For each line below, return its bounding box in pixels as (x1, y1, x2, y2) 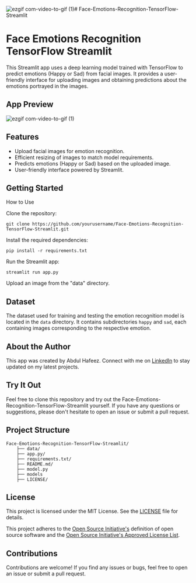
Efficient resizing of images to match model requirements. (14, 154, 154, 161)
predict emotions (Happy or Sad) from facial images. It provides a (6, 70, 163, 77)
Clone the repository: (6, 210, 57, 217)
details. (6, 514, 24, 521)
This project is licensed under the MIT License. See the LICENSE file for (6, 508, 178, 515)
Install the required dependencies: (6, 237, 89, 244)
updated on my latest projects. (6, 363, 80, 370)
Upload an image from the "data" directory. (6, 280, 110, 287)
